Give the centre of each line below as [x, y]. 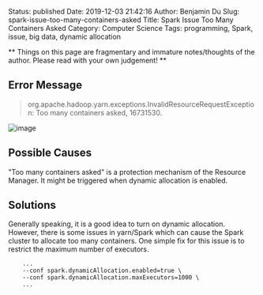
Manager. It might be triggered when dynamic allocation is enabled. [118, 180]
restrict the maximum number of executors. [79, 249]
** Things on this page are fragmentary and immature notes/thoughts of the [131, 52]
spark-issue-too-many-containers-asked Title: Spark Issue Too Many [121, 20]
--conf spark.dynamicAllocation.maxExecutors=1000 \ [111, 278]
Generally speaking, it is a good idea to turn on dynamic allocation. [117, 224]
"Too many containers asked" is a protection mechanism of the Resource [127, 172]
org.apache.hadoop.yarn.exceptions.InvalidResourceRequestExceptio [141, 104]
